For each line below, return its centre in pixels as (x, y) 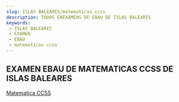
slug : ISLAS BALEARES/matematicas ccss (56, 12)
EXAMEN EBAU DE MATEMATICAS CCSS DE (90, 69)
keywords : (19, 23)
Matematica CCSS (29, 92)
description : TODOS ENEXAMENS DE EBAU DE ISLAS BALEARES (79, 17)
